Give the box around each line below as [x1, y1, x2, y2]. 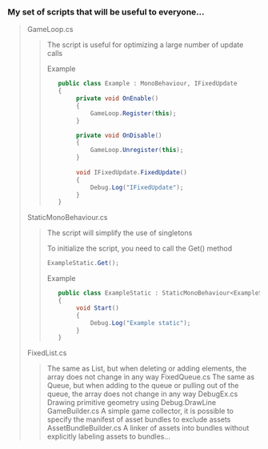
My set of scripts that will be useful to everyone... [7, 6, 205, 18]
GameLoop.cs [26, 25, 74, 34]
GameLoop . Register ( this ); [90, 109, 177, 118]
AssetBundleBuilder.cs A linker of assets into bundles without [46, 423, 250, 433]
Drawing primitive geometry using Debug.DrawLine [46, 398, 217, 407]
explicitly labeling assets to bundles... [46, 431, 171, 442]
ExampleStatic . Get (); [46, 259, 119, 267]
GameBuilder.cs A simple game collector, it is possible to [46, 407, 234, 416]
